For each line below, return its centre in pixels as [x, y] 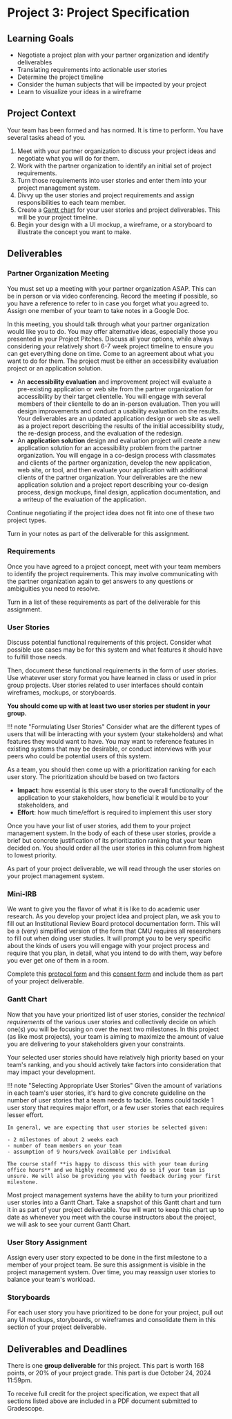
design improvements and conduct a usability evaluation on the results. [118, 411]
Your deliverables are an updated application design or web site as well [118, 418]
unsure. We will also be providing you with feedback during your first [114, 1176]
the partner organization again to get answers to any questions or [100, 581]
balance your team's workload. [51, 1279]
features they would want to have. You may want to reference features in [110, 742]
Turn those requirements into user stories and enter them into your [112, 180]
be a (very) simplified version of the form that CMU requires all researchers [114, 931]
